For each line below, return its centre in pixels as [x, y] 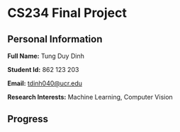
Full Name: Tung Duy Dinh [46, 56]
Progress [28, 119]
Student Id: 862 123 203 [43, 70]
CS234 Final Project [67, 13]
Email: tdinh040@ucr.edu [45, 83]
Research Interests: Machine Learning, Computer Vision [90, 97]
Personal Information [55, 39]
